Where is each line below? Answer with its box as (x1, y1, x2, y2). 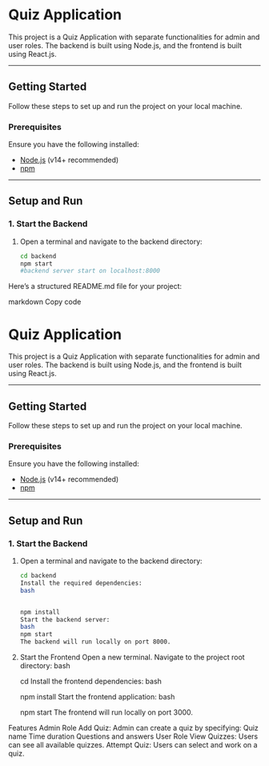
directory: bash (19, 661, 70, 671)
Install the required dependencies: (19, 579, 143, 587)
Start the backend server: (19, 615, 110, 623)
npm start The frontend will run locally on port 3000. (19, 707, 194, 717)
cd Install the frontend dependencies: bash (19, 676, 163, 687)
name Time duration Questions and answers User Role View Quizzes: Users (8, 732, 259, 741)
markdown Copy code (8, 297, 82, 306)
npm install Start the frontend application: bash (19, 692, 175, 702)
